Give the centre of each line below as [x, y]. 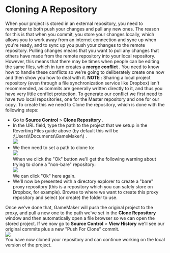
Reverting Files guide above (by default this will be [65, 130]
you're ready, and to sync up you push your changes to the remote [75, 45]
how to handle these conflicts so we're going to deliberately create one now [85, 72]
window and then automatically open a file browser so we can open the [80, 218]
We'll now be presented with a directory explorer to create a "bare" [83, 181]
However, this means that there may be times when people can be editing [82, 61]
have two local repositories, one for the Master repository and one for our [82, 99]
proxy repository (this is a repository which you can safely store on [83, 186]
